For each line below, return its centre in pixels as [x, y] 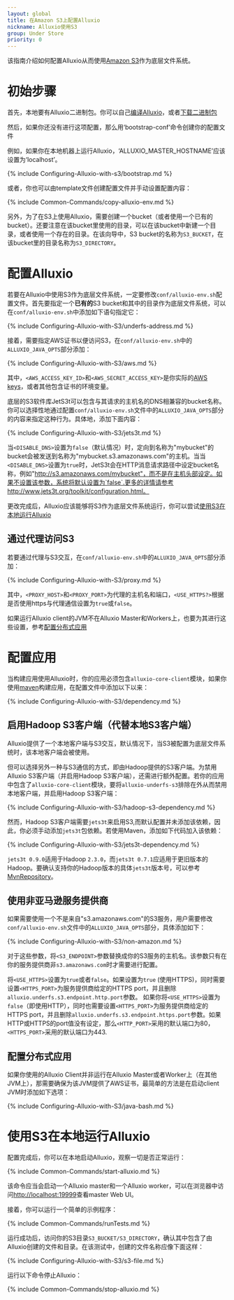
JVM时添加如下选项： [38, 1092]
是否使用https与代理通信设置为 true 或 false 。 [72, 603]
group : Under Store [36, 33]
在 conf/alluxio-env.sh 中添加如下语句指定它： [74, 312]
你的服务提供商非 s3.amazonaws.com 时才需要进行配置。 [85, 965]
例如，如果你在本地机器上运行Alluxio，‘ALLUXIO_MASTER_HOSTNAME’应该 [116, 151]
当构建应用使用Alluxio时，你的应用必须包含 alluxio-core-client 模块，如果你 [117, 678]
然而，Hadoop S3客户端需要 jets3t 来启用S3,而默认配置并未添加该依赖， [111, 821]
